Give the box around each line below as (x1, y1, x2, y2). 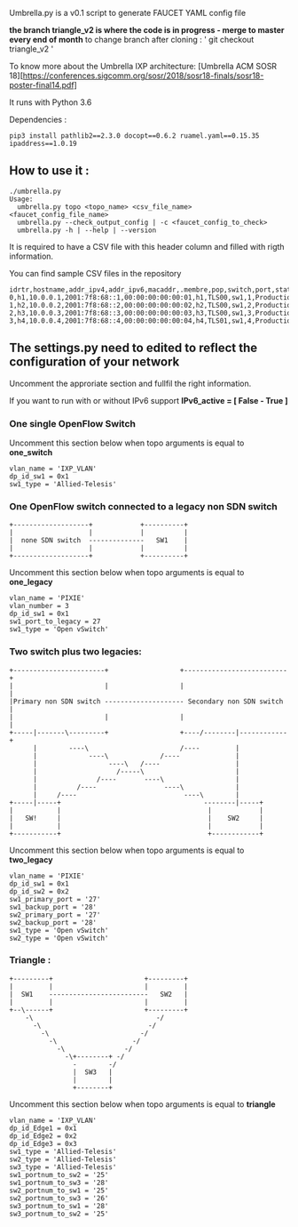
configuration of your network (9, 355, 180, 370)
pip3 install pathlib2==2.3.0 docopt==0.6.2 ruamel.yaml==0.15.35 (9, 132, 260, 140)
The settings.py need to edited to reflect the (9, 341, 258, 356)
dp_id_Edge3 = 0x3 (9, 1139, 77, 1148)
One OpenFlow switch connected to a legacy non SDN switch (9, 500, 278, 512)
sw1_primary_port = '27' (9, 894, 101, 903)
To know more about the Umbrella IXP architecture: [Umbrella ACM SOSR (9, 61, 278, 71)
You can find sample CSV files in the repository (9, 268, 182, 278)
